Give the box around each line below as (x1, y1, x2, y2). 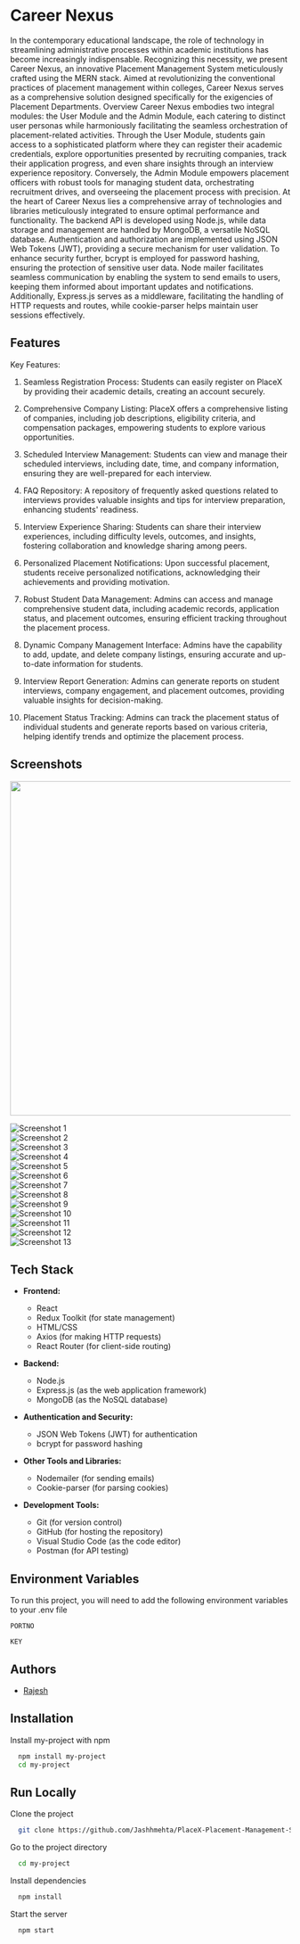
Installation (10, 1711, 74, 1726)
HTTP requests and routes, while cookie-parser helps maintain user (10, 300, 259, 310)
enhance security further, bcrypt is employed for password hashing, (10, 252, 261, 263)
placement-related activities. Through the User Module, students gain (10, 129, 266, 140)
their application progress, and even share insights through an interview (10, 158, 274, 169)
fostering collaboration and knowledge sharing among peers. (22, 540, 247, 551)
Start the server (10, 1909, 68, 1919)
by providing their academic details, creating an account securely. (22, 385, 265, 397)
